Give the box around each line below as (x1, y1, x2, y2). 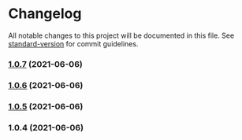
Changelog (8, 5, 82, 23)
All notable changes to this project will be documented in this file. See (8, 31, 235, 40)
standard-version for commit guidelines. (8, 39, 139, 48)
